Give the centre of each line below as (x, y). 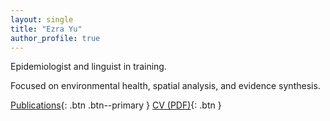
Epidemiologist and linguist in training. (88, 67)
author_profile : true (55, 38)
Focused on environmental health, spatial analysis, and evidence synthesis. (165, 86)
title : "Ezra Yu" (46, 29)
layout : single (42, 19)
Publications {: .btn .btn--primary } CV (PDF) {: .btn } (116, 105)
